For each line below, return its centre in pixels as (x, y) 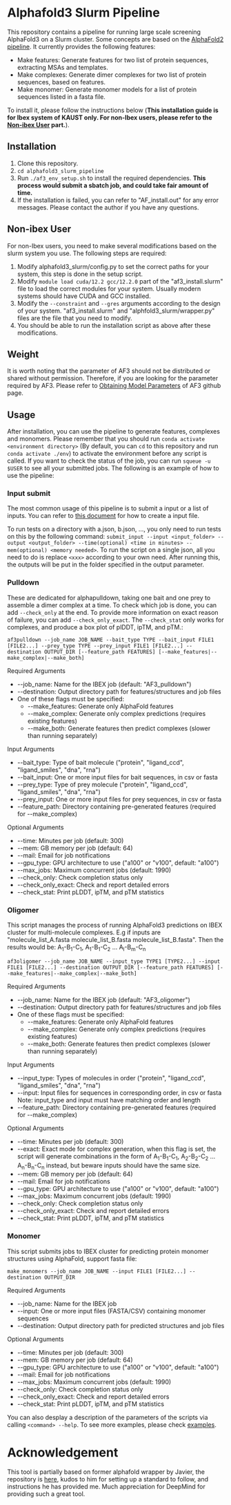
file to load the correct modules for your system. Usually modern (109, 288)
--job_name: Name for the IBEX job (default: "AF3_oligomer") (104, 999)
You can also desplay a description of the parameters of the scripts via (108, 1417)
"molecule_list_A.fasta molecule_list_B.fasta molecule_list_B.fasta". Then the (115, 940)
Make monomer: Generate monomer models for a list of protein (107, 89)
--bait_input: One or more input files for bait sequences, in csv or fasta (118, 777)
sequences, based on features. (61, 82)
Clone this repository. (48, 163)
